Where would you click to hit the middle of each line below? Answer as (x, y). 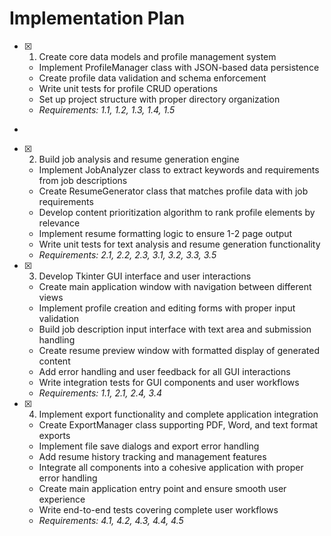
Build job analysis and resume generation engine (139, 159)
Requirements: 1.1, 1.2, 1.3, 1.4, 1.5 (107, 109)
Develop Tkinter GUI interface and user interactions (145, 276)
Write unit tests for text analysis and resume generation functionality (179, 244)
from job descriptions (83, 180)
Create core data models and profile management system (157, 56)
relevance (59, 223)
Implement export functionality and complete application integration (178, 414)
